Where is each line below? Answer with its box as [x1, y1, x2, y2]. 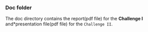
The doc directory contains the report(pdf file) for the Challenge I [5, 16, 143, 22]
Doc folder [5, 4, 32, 11]
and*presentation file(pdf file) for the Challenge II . [5, 21, 113, 27]
